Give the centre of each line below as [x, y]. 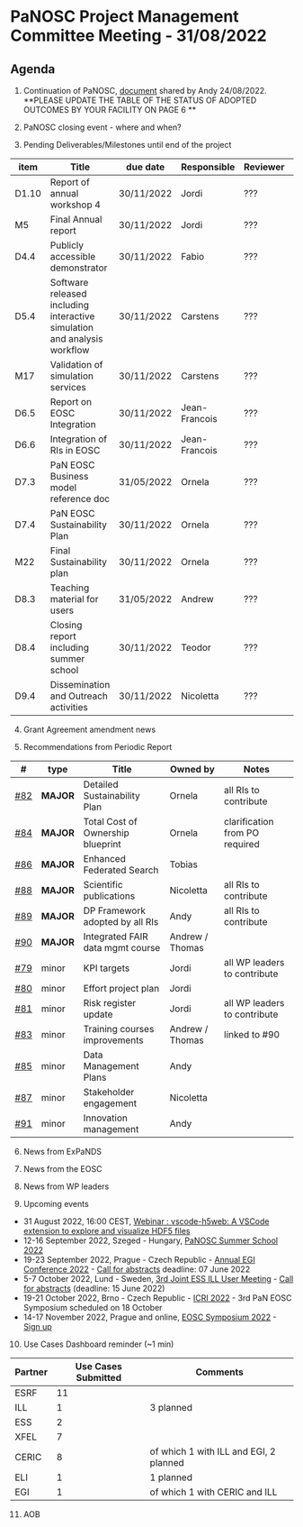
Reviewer [264, 167]
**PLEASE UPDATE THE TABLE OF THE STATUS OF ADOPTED [140, 100]
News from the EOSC [62, 1169]
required [242, 844]
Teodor [196, 648]
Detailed [101, 784]
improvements [113, 1040]
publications [109, 896]
